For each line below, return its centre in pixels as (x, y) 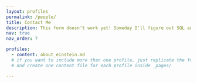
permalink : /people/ (31, 17)
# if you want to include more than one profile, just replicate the (98, 60)
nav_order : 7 (22, 39)
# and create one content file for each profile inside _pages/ (91, 65)
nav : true (18, 33)
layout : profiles (27, 11)
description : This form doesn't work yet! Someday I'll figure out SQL (95, 28)
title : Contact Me (28, 22)
